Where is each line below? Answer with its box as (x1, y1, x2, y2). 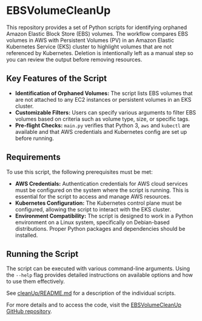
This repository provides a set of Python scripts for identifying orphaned (6, 24, 187, 31)
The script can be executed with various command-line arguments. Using (6, 265, 190, 273)
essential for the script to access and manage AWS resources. (15, 193, 171, 200)
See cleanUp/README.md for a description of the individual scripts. (6, 290, 176, 297)
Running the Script (6, 249, 79, 259)
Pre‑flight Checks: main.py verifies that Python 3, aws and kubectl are (15, 122, 190, 129)
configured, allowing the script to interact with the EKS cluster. (15, 205, 172, 213)
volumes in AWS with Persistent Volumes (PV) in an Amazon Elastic (6, 36, 175, 44)
